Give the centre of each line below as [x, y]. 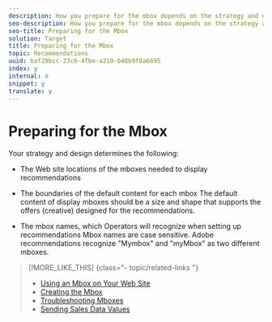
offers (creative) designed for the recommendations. [108, 210]
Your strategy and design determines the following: [94, 154]
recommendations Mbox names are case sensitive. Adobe [117, 235]
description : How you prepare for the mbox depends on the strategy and [134, 16]
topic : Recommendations [49, 53]
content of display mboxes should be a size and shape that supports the [140, 202]
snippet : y [27, 83]
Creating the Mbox [71, 292]
